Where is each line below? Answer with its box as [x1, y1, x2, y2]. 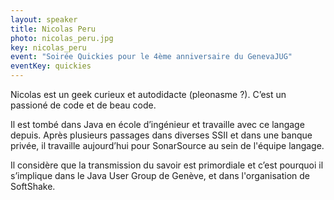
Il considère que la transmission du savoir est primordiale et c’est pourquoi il [10, 159, 324, 171]
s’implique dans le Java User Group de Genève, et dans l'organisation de [10, 170, 310, 181]
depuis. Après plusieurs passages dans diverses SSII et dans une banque [10, 129, 313, 141]
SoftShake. [10, 181, 56, 192]
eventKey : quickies [10, 61, 92, 71]
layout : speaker [10, 14, 78, 25]
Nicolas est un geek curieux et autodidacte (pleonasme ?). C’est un [10, 89, 287, 100]
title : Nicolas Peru [10, 24, 97, 34]
